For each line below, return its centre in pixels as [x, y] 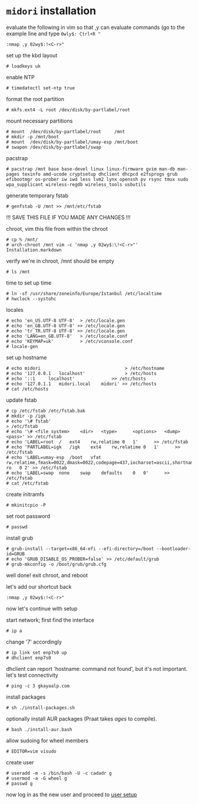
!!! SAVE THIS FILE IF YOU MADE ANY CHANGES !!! [68, 217]
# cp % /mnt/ [22, 240]
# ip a [14, 631]
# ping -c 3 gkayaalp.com [38, 686]
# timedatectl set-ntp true [41, 88]
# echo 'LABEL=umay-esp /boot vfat [54, 457]
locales [15, 309]
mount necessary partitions [39, 121]
